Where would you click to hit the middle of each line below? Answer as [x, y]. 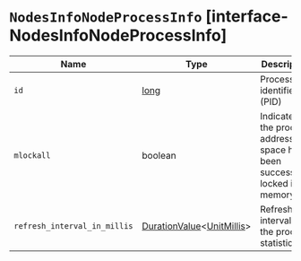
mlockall [32, 155]
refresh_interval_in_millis [73, 226]
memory [277, 195]
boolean [159, 155]
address [277, 138]
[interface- [247, 17]
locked [274, 183]
